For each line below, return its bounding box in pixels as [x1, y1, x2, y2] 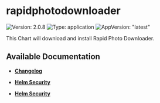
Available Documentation [6, 51, 101, 62]
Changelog [14, 67, 43, 74]
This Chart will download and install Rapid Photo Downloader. [6, 35, 155, 42]
